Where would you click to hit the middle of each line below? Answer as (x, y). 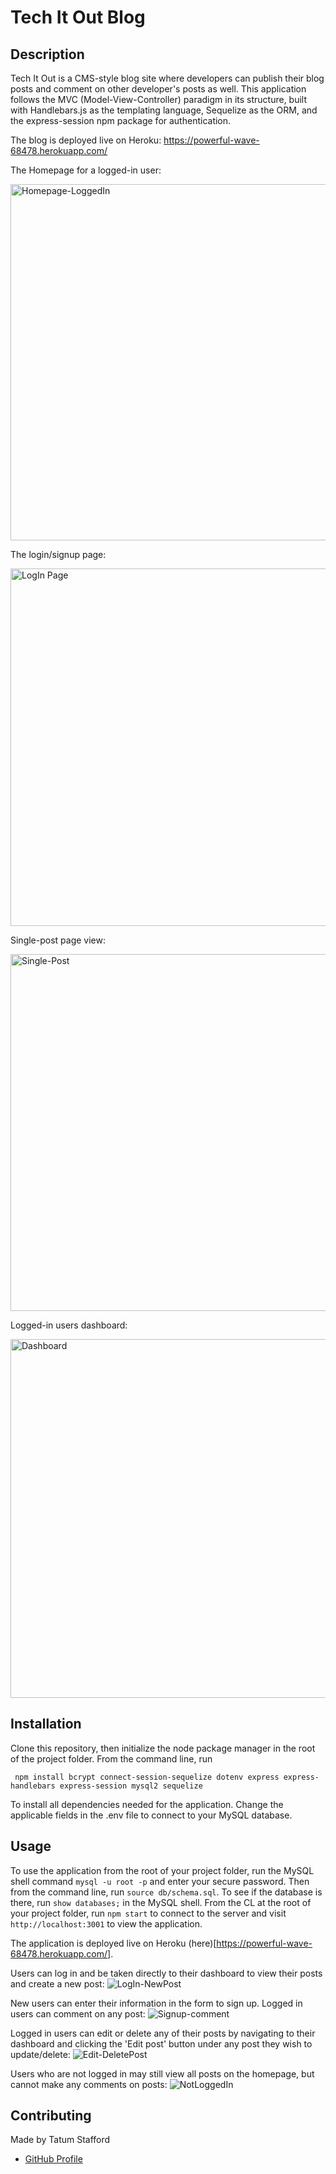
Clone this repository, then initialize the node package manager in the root (163, 1748)
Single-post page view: (58, 940)
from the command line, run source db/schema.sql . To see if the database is (166, 1892)
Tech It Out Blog (78, 17)
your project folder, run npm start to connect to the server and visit (148, 1913)
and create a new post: (57, 1983)
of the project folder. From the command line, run (111, 1758)
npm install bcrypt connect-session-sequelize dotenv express (147, 1777)
